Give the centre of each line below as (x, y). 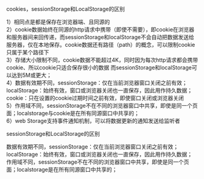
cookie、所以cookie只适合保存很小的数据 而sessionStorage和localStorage (99, 68)
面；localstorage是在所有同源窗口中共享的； (62, 170)
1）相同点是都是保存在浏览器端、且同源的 (58, 22)
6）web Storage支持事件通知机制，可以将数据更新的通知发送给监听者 (93, 121)
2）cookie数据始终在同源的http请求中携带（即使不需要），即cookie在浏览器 (100, 30)
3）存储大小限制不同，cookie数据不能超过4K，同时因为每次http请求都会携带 (102, 60)
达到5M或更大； (31, 75)
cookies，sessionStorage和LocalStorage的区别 (65, 9)
